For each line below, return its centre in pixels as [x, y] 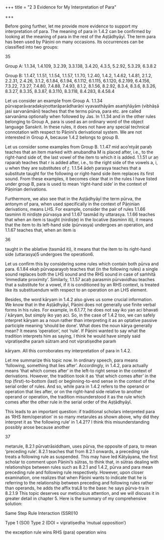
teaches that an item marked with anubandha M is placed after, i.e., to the [79, 152]
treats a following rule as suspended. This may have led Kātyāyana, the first [82, 457]
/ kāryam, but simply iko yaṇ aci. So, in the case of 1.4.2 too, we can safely [80, 315]
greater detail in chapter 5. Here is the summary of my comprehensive [76, 498]
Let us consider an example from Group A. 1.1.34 [54, 101]
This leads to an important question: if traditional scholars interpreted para [80, 412]
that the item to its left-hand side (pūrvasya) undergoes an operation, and [79, 225]
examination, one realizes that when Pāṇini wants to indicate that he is [76, 478]
